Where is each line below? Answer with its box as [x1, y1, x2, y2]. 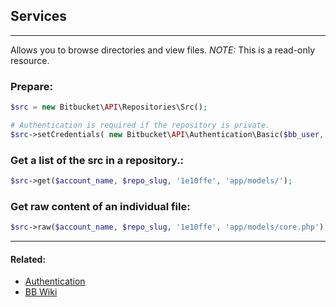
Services [10, 8, 68, 25]
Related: [10, 253, 47, 265]
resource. [10, 54, 50, 66]
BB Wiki [24, 286, 58, 298]
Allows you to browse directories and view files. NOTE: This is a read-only [10, 44, 316, 56]
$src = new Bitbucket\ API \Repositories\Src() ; [10, 102, 208, 113]
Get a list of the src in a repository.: [10, 153, 185, 167]
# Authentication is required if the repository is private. [10, 120, 271, 130]
